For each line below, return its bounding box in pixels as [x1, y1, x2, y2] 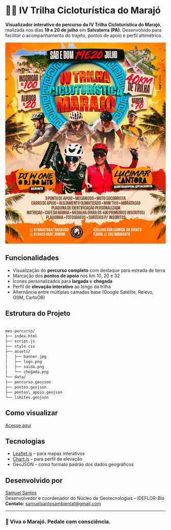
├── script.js [5, 339, 36, 344]
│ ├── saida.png [5, 364, 44, 369]
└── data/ [5, 374, 26, 379]
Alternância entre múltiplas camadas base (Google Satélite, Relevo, [12, 288, 154, 295]
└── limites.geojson [5, 395, 49, 400]
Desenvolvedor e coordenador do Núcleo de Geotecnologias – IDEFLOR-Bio [5, 495, 164, 501]
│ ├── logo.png [5, 359, 42, 364]
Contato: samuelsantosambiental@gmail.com [5, 500, 101, 507]
